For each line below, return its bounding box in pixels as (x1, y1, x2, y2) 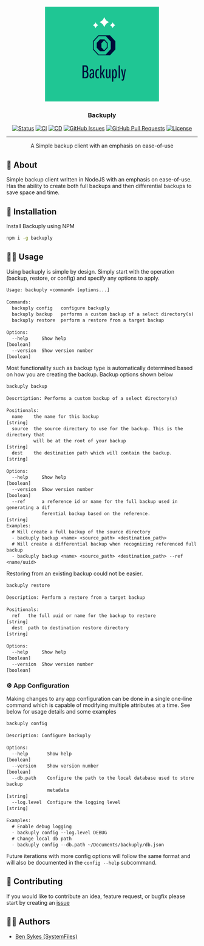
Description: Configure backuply (6, 732, 91, 738)
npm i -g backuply (6, 235, 53, 241)
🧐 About (6, 160, 38, 170)
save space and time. (6, 189, 59, 196)
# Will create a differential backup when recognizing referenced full (12, 541, 197, 547)
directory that (6, 431, 45, 438)
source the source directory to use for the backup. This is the (12, 425, 183, 431)
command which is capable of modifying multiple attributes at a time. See (6, 701, 191, 709)
